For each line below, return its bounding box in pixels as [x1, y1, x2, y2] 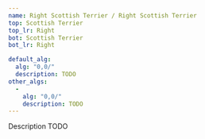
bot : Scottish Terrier [8, 33, 83, 42]
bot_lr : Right [8, 41, 56, 49]
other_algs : [8, 77, 48, 86]
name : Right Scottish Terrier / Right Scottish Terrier [8, 11, 197, 20]
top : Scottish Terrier [8, 19, 83, 27]
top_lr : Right [8, 26, 56, 34]
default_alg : [8, 56, 52, 64]
